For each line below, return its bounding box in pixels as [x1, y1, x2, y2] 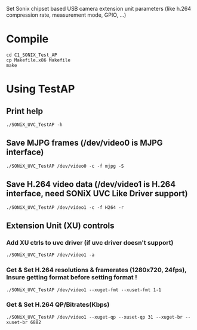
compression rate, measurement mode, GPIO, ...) [6, 11, 127, 18]
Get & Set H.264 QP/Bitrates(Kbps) [6, 301, 110, 309]
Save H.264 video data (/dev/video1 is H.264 [6, 179, 176, 190]
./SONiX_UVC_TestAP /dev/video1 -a [6, 252, 95, 258]
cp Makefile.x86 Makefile [6, 57, 70, 63]
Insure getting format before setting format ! [6, 273, 137, 282]
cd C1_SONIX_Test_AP [6, 52, 58, 58]
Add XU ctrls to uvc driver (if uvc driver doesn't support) [6, 238, 174, 246]
